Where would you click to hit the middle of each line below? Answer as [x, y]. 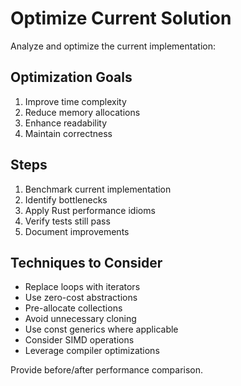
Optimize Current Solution [121, 18]
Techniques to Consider [86, 262]
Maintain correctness [68, 133]
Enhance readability [66, 123]
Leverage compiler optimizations [92, 351]
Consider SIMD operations [79, 340]
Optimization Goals [71, 77]
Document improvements [77, 231]
